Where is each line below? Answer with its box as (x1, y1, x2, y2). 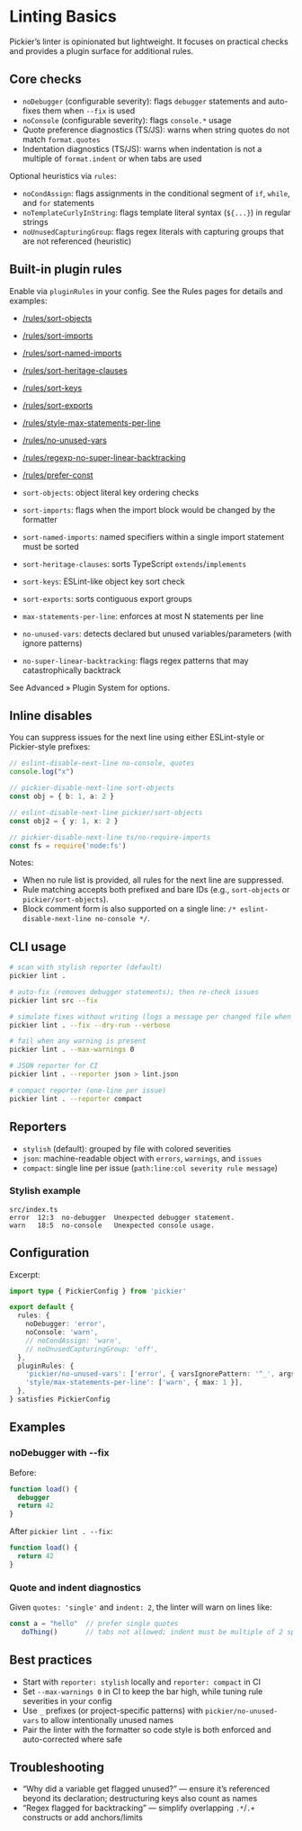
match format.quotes (22, 133, 101, 145)
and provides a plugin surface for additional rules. (9, 45, 194, 56)
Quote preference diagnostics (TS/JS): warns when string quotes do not (22, 124, 290, 135)
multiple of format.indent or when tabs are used (22, 153, 202, 164)
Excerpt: (9, 1269, 40, 1279)
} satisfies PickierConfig (9, 1395, 111, 1405)
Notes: (9, 857, 34, 868)
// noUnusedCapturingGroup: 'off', (25, 1344, 159, 1353)
